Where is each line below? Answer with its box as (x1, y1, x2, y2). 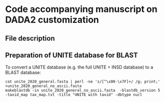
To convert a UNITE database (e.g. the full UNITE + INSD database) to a (5, 64, 153, 70)
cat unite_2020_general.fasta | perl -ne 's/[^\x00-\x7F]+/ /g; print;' (5, 79, 160, 84)
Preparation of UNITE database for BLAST (5, 51, 138, 59)
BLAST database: (5, 69, 41, 75)
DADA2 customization (5, 14, 99, 25)
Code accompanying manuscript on (5, 3, 158, 15)
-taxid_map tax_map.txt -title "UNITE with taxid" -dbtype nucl (5, 92, 142, 97)
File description (5, 34, 55, 42)
